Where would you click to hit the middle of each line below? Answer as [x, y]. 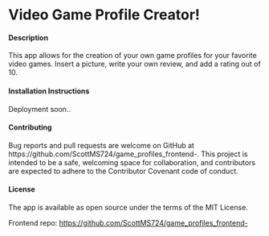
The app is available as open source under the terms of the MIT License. [128, 207]
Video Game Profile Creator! [104, 15]
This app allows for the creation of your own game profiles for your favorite [132, 56]
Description [29, 37]
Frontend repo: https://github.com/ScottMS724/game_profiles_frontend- [128, 223]
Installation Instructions [49, 91]
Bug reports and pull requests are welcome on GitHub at [102, 145]
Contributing [30, 127]
